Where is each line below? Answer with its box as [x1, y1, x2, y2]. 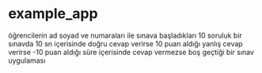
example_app [8, 5, 98, 23]
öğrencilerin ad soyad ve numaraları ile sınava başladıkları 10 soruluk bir [8, 31, 243, 40]
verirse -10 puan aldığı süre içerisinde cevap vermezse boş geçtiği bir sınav [8, 47, 255, 57]
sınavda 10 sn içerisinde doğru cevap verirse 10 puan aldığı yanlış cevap [8, 38, 243, 48]
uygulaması [8, 56, 46, 65]
